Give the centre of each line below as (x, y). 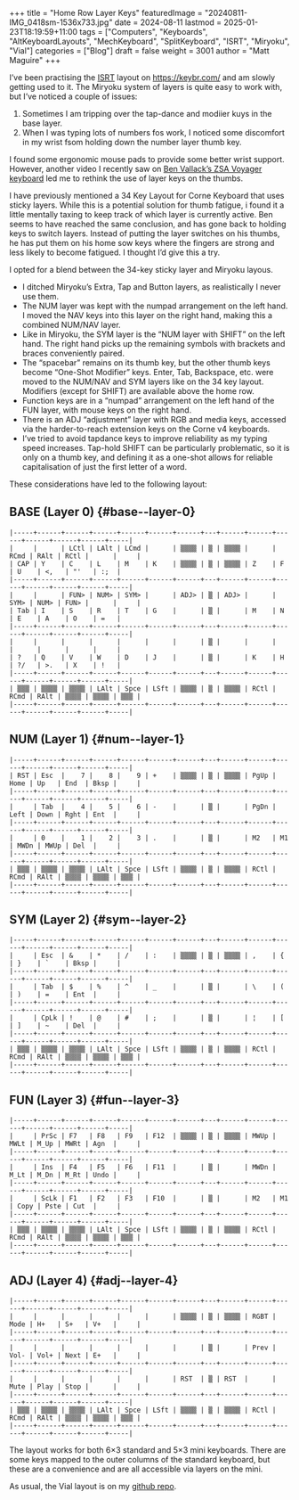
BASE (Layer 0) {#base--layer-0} (102, 512)
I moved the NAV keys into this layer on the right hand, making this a (147, 315)
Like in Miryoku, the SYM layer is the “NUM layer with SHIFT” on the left (154, 334)
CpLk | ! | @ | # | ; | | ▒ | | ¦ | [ (163, 1018)
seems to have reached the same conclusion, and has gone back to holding (148, 224)
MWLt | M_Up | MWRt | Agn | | (75, 1144)
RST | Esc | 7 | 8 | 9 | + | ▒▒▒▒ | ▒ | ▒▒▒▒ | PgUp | (147, 775)
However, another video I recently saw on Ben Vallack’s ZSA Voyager (136, 169)
